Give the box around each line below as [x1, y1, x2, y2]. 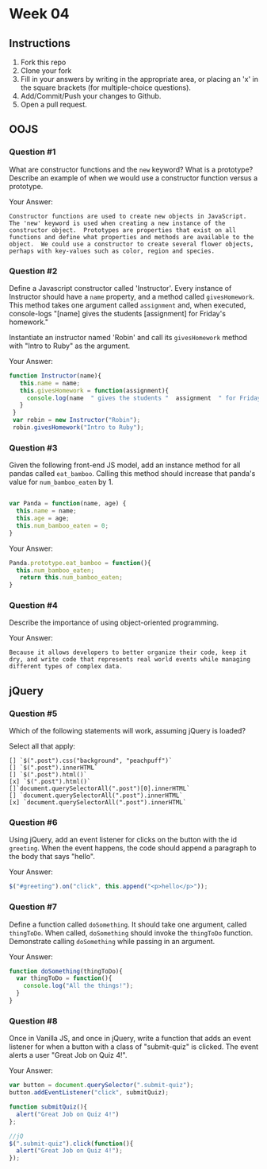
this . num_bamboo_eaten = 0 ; [16, 521, 109, 529]
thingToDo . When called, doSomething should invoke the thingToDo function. [9, 927, 253, 938]
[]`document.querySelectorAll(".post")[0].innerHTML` [9, 784, 191, 793]
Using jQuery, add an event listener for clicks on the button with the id [9, 835, 237, 845]
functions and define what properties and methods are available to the [9, 233, 254, 241]
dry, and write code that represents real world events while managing [9, 656, 250, 664]
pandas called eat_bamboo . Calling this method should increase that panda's [9, 469, 256, 478]
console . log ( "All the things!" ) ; [23, 982, 134, 990]
